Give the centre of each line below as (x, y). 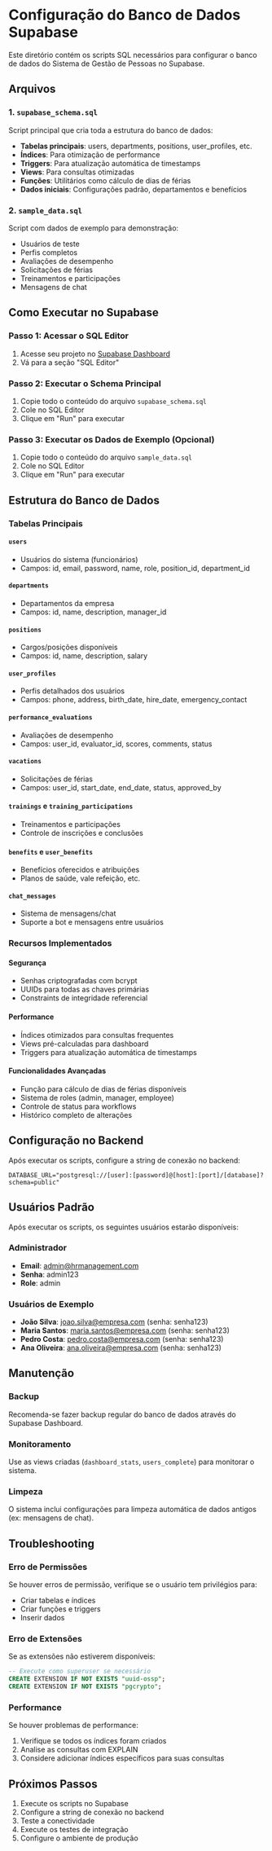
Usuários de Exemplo (51, 1304)
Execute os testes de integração (74, 1830)
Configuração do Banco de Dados (125, 15)
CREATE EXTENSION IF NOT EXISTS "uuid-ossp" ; (87, 1679)
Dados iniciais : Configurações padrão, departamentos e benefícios (133, 189)
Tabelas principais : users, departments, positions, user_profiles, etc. (136, 146)
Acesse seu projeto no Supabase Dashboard (95, 354)
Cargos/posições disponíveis (69, 647)
